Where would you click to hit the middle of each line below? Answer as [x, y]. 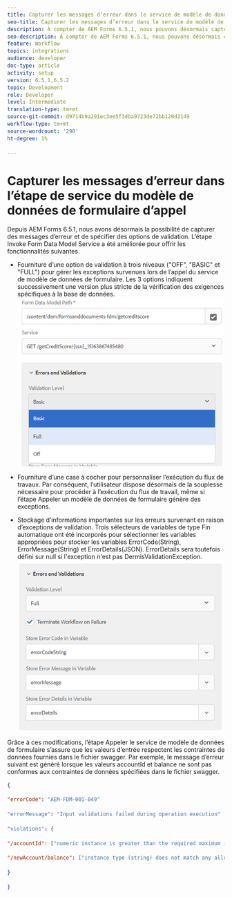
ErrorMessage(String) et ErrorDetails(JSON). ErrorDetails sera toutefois [119, 549]
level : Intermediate [37, 102]
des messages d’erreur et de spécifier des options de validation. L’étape [110, 237]
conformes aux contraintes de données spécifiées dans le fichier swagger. [113, 771]
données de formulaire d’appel [97, 210]
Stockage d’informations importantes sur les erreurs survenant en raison [120, 520]
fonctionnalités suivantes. [43, 252]
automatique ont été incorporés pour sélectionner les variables [107, 534]
